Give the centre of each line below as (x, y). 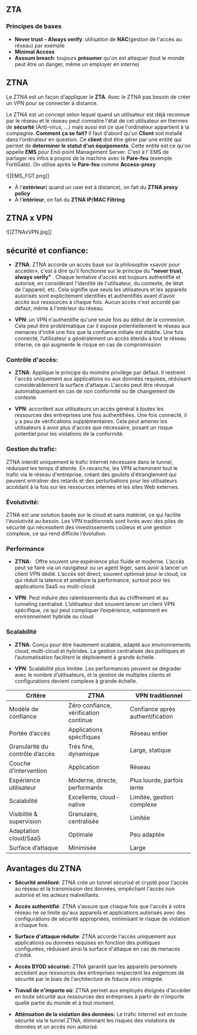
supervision (25, 821)
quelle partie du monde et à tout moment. (65, 1003)
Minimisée (82, 848)
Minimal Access (34, 52)
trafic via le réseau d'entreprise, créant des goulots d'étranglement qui (91, 474)
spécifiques (84, 737)
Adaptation (24, 831)
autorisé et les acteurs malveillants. (57, 895)
